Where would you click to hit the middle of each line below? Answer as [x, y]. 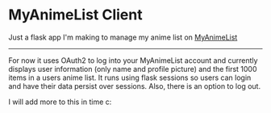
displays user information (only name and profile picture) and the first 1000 [133, 69]
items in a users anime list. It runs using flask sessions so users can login [130, 77]
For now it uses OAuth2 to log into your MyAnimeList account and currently [133, 60]
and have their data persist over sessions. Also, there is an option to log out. [134, 86]
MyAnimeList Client [75, 15]
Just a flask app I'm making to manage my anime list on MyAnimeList [123, 37]
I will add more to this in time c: [60, 102]
